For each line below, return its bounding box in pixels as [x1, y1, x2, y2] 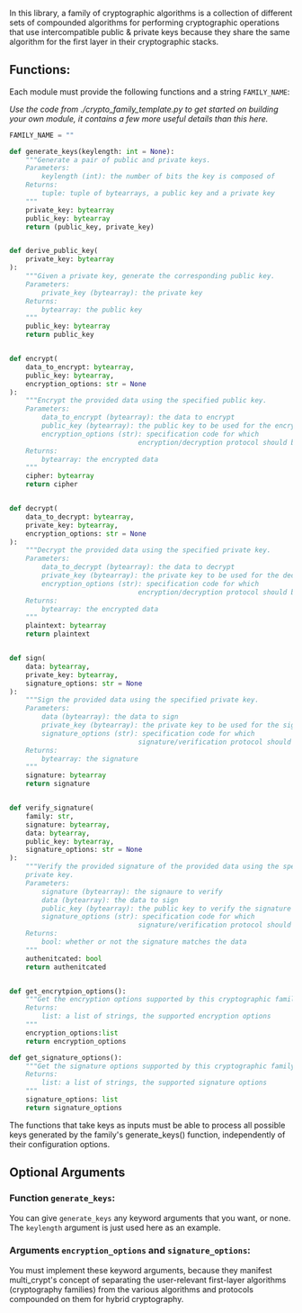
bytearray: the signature [41, 754, 139, 764]
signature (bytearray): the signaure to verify [41, 887, 223, 896]
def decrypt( [9, 504, 58, 513]
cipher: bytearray [25, 472, 94, 481]
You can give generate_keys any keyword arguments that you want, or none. [9, 1212, 291, 1223]
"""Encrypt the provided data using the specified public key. [25, 396, 268, 405]
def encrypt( [9, 355, 58, 364]
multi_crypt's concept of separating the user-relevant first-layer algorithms [9, 1274, 287, 1285]
